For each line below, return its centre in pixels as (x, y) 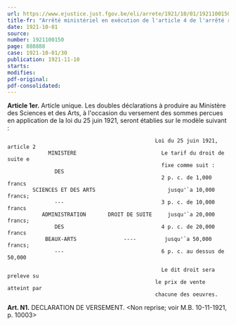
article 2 (22, 147)
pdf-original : (28, 79)
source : (19, 33)
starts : (19, 66)
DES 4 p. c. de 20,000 (135, 227)
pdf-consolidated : (34, 86)
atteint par (25, 289)
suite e (19, 159)
